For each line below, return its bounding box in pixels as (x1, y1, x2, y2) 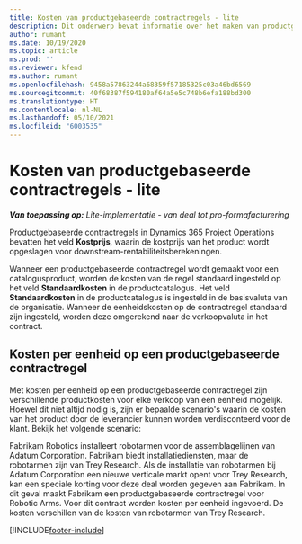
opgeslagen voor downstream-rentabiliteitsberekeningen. (9, 245, 223, 256)
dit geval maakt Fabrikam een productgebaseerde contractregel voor (9, 487, 265, 499)
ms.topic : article (9, 47, 78, 56)
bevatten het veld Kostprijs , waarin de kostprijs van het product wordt (9, 236, 270, 247)
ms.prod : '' (9, 55, 54, 64)
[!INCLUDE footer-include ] (9, 524, 105, 535)
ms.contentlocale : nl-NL (9, 105, 102, 114)
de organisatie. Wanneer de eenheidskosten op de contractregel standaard (9, 301, 288, 312)
